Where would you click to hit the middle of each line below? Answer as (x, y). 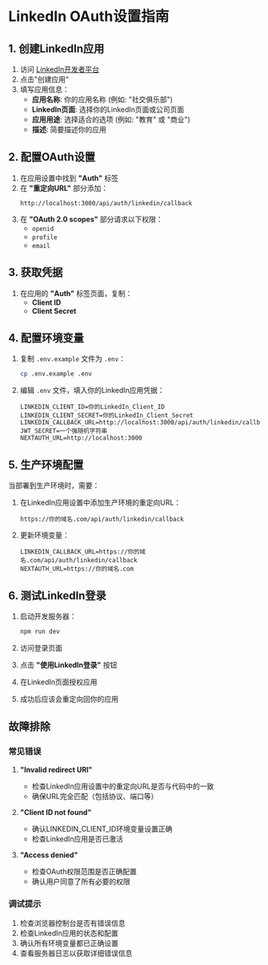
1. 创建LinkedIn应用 (56, 49)
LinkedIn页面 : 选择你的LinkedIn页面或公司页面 (108, 109)
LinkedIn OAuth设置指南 (89, 16)
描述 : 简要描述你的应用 (69, 130)
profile (44, 237)
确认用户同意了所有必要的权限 (81, 881)
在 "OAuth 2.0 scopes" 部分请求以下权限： (92, 219)
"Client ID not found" (56, 812)
